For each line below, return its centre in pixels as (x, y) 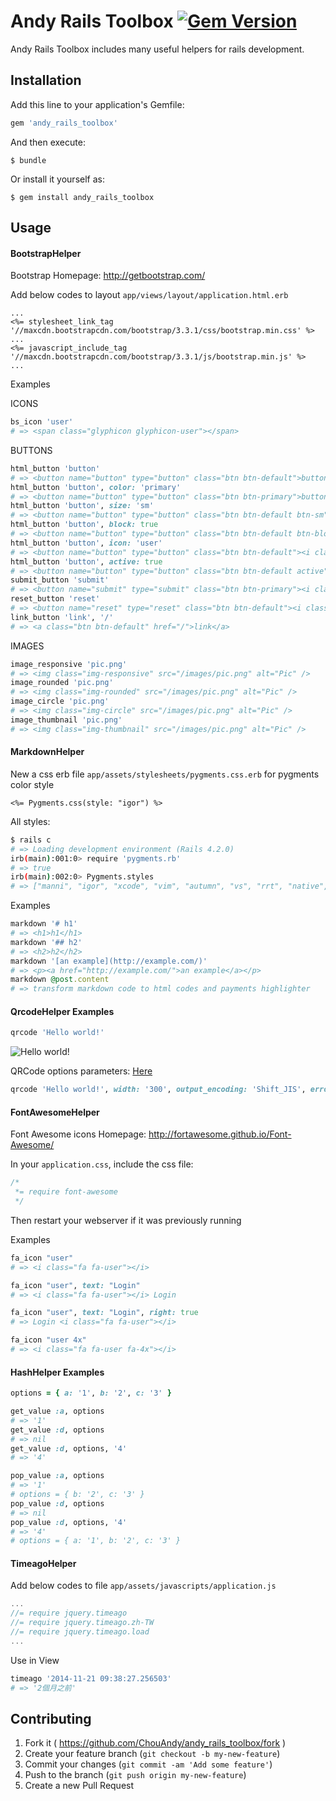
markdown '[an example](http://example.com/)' (109, 961)
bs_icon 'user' (42, 422)
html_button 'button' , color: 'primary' (96, 487)
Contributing (51, 1719)
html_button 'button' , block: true (84, 525)
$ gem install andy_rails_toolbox (82, 197)
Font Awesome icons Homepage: (78, 1134)
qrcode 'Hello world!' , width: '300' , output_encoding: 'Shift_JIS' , (158, 1090)
